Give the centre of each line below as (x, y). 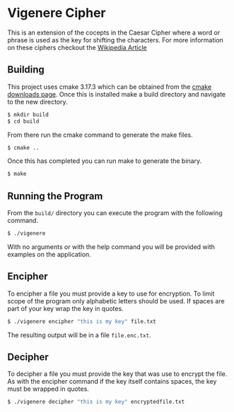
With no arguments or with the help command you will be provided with (111, 247)
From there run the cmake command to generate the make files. (100, 135)
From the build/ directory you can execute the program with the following (115, 213)
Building (26, 69)
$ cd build (23, 121)
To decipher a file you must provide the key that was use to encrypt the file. (117, 374)
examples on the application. (49, 254)
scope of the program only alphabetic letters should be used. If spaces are (116, 301)
